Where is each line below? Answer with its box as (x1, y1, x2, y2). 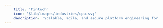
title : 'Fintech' (13, 7, 49, 12)
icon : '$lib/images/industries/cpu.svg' (13, 11, 97, 16)
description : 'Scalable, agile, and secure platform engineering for (13, 16, 159, 20)
